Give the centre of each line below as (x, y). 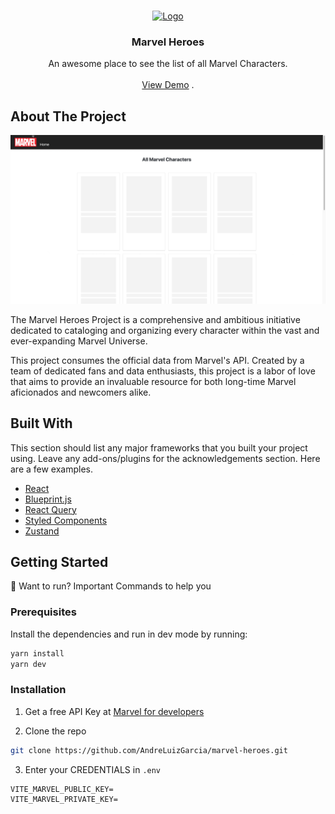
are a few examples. (52, 469)
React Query (50, 509)
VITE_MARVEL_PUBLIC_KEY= (62, 789)
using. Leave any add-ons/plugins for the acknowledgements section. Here (165, 458)
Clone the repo (55, 731)
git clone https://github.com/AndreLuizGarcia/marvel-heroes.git (149, 750)
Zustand (42, 531)
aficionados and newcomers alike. (81, 392)
